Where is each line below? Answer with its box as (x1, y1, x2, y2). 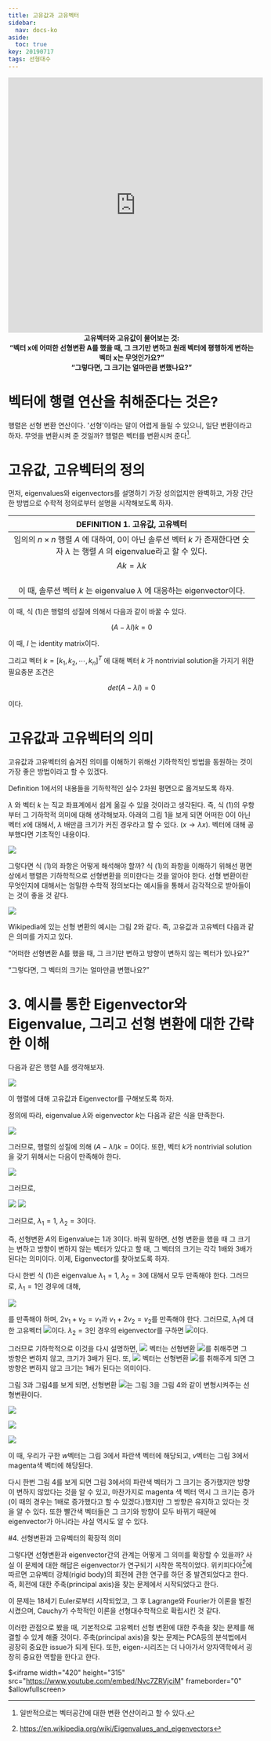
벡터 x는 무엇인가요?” (99, 353, 164, 362)
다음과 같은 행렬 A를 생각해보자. (8, 1062, 105, 1072)
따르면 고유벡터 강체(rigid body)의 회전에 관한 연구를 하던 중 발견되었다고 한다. (8, 1570, 248, 1579)
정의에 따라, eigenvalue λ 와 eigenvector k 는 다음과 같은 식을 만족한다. (8, 1110, 226, 1120)
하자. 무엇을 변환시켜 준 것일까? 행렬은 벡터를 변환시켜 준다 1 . (8, 429, 192, 440)
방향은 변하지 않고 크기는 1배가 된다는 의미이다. (8, 1363, 151, 1373)
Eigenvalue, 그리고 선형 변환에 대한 (8, 1015, 226, 1033)
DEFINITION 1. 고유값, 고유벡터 (75, 519, 188, 530)
